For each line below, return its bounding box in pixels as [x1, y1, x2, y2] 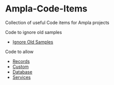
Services [12, 74, 31, 80]
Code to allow [5, 48, 34, 54]
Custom [12, 63, 29, 69]
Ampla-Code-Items [5, 3, 87, 14]
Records [12, 58, 30, 64]
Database [12, 68, 32, 75]
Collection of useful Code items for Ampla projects [5, 19, 109, 25]
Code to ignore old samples [5, 29, 62, 35]
